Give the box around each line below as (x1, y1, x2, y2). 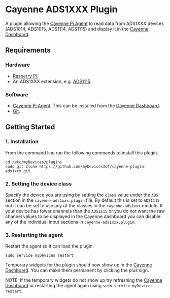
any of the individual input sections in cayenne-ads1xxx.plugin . (5, 219, 136, 225)
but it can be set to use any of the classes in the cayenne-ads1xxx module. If (5, 202, 163, 208)
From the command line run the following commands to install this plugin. (5, 149, 158, 156)
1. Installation (5, 138, 39, 145)
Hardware (5, 61, 30, 68)
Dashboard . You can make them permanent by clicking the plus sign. (5, 267, 149, 274)
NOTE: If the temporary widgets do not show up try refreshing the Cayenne (5, 277, 163, 283)
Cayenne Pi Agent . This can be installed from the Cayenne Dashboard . (12, 102, 160, 109)
